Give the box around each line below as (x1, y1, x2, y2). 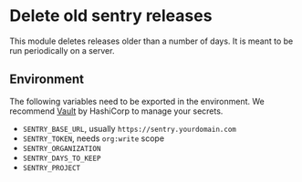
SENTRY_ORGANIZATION (22, 144, 101, 153)
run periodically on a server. (9, 45, 115, 56)
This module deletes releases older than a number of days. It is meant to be (9, 35, 294, 46)
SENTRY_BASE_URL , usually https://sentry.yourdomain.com (22, 123, 237, 134)
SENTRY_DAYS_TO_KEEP (22, 154, 101, 163)
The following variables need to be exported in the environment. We (9, 96, 265, 106)
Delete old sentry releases (9, 5, 213, 26)
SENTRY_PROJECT (22, 163, 81, 173)
